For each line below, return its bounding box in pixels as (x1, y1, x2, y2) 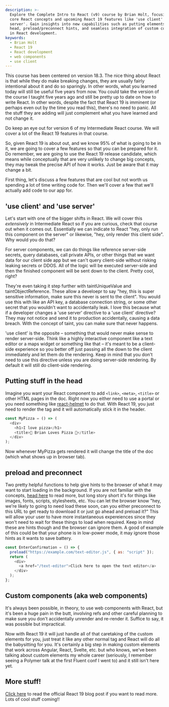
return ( (10, 554, 28, 559)
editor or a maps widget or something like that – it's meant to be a (5, 341, 141, 347)
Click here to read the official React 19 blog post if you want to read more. (5, 690, 158, 697)
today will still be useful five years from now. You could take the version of (5, 89, 159, 95)
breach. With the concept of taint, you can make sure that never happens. (5, 321, 158, 327)
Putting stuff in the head (5, 377, 83, 385)
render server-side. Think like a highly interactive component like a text (5, 336, 153, 342)
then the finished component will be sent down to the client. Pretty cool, (5, 268, 154, 274)
